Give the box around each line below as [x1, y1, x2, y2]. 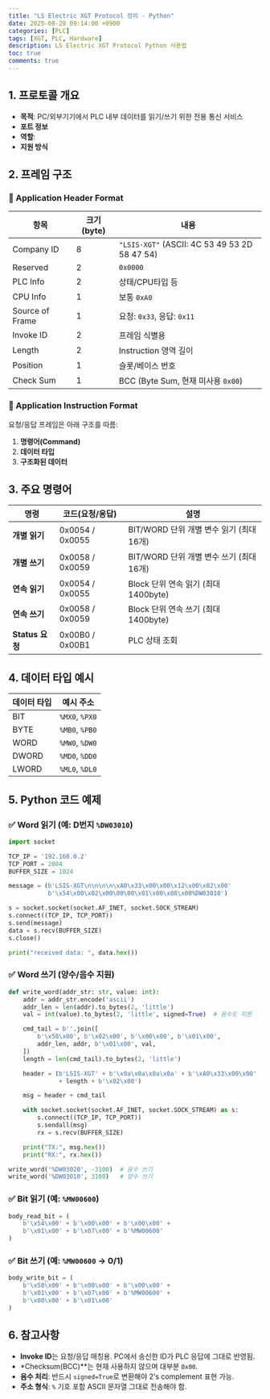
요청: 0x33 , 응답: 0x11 [118, 311, 195, 323]
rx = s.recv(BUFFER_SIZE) [37, 1128, 125, 1137]
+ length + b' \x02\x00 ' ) [59, 1077, 142, 1085]
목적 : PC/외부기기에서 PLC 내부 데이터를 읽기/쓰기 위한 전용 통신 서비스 [19, 111, 243, 121]
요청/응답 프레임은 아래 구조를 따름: [8, 419, 119, 429]
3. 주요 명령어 [8, 483, 72, 497]
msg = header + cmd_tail [22, 1092, 106, 1100]
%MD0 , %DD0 [59, 751, 97, 762]
